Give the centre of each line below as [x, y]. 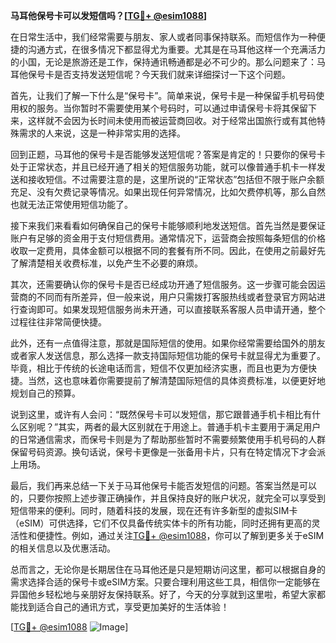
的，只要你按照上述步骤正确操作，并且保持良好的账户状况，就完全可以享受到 [168, 498]
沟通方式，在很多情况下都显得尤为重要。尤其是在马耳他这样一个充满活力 [176, 49]
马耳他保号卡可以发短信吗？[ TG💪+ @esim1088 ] [109, 15]
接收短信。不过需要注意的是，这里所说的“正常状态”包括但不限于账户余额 [176, 179]
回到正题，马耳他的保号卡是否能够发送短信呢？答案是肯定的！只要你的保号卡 [168, 154]
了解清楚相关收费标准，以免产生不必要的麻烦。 [106, 263]
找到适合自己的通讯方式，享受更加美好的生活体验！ [124, 607]
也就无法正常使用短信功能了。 [71, 204]
